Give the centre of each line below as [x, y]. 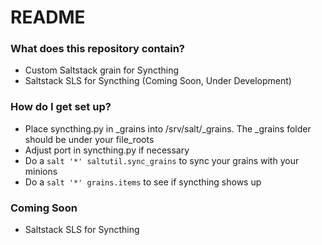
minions [41, 171]
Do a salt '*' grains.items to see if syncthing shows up [143, 182]
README [48, 17]
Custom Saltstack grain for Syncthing [102, 70]
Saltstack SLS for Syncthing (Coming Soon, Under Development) [158, 81]
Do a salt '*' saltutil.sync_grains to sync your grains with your [162, 160]
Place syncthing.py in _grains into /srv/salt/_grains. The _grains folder [168, 128]
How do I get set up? [61, 107]
